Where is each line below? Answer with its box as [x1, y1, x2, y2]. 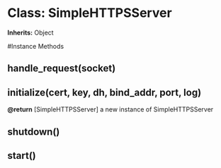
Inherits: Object [7, 28, 55, 37]
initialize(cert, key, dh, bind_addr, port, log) [7, 86, 202, 98]
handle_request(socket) [7, 62, 116, 75]
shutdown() [7, 126, 60, 138]
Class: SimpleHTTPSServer [7, 5, 172, 21]
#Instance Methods [7, 42, 64, 50]
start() [7, 150, 37, 162]
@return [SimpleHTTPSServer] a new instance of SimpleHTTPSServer [7, 105, 214, 114]
